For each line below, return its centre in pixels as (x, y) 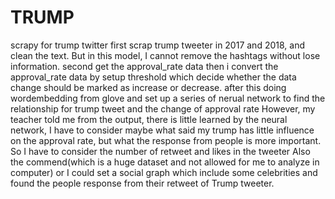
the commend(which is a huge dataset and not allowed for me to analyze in (165, 162)
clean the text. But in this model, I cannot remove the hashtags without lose (165, 55)
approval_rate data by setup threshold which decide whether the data (153, 77)
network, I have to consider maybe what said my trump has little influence (162, 130)
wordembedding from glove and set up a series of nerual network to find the (168, 98)
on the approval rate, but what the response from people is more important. (166, 140)
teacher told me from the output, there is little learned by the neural (149, 119)
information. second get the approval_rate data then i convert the (144, 66)
